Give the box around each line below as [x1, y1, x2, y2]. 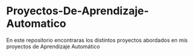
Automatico [6, 17, 66, 30]
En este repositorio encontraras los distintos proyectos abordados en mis [6, 36, 188, 43]
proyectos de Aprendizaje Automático [6, 43, 101, 50]
